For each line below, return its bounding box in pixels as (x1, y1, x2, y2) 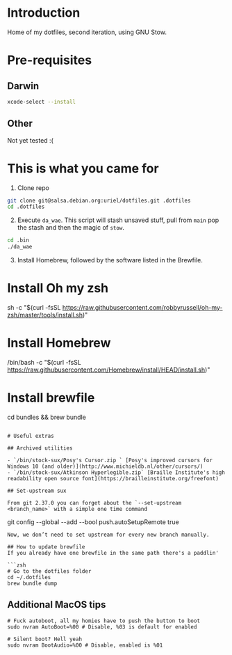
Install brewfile (7, 390, 95, 406)
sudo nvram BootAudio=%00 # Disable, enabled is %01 (7, 642, 163, 649)
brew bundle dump (7, 580, 58, 587)
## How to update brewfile (7, 543, 85, 551)
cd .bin (7, 237, 30, 244)
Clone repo (17, 183, 50, 192)
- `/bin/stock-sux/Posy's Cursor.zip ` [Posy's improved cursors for (7, 457, 213, 464)
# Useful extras (7, 432, 54, 439)
